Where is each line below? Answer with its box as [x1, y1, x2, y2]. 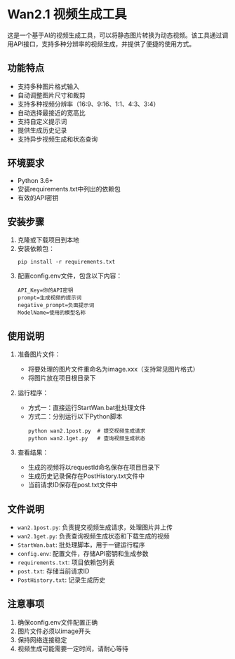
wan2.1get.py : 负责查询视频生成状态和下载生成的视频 [17, 532, 170, 540]
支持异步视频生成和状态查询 [17, 135, 98, 143]
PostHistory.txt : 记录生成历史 [17, 576, 106, 584]
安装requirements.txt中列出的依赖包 [17, 184, 121, 193]
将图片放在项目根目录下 [27, 374, 96, 382]
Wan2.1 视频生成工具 [7, 6, 128, 22]
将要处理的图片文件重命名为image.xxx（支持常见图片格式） [27, 365, 199, 374]
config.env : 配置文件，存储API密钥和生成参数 [17, 550, 149, 557]
